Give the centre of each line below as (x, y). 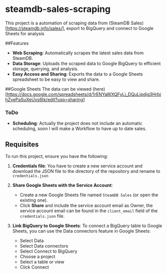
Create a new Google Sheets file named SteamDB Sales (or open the (89, 195)
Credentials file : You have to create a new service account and (78, 166)
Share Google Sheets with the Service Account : (63, 185)
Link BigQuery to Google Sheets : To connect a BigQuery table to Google (87, 226)
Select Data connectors (44, 246)
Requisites (22, 144)
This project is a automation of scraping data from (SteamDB (68, 23)
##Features (17, 43)
